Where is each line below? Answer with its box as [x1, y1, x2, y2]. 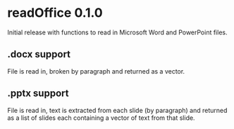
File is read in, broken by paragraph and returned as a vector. [7, 67, 185, 75]
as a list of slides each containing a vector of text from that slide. [7, 114, 195, 122]
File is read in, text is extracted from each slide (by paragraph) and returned [7, 106, 228, 114]
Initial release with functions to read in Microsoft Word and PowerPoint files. [7, 28, 228, 36]
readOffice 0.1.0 [7, 5, 104, 21]
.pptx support [7, 88, 69, 100]
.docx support [7, 48, 71, 60]
